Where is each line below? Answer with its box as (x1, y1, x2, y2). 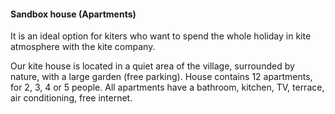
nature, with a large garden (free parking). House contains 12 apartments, (10, 71, 313, 83)
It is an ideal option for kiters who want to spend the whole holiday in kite (10, 30, 312, 42)
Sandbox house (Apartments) (10, 8, 137, 20)
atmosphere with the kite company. (10, 41, 156, 53)
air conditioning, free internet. (10, 92, 133, 104)
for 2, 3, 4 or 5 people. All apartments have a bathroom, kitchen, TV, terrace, (10, 81, 325, 94)
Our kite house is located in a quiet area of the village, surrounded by (10, 60, 295, 72)
